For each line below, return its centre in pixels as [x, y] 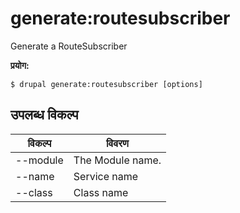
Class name [101, 192]
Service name [106, 176]
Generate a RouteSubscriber [69, 46]
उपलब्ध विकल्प [44, 115]
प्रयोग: [20, 65]
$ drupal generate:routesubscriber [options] [106, 84]
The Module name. [117, 160]
